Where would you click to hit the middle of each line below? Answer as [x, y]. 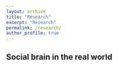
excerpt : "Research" [31, 22]
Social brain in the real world [59, 57]
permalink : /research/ [34, 28]
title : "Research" [28, 17]
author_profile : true [33, 33]
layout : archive [26, 11]
